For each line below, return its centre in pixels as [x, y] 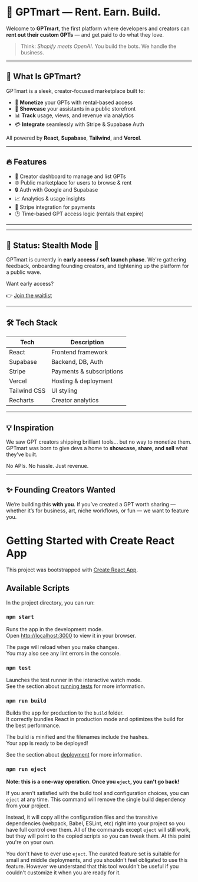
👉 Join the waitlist [29, 296]
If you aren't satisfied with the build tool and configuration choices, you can [98, 793]
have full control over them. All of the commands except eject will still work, [98, 829]
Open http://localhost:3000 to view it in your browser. [71, 635]
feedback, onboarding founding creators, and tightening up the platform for [98, 266]
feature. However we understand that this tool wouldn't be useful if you [93, 866]
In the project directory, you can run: [50, 602]
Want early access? [30, 284]
